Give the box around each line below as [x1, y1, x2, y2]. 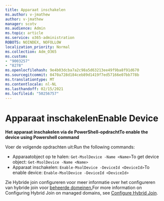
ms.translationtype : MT [5, 77, 55, 82]
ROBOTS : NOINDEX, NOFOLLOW [5, 40, 61, 45]
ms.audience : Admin [5, 26, 46, 31]
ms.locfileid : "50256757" [5, 91, 59, 96]
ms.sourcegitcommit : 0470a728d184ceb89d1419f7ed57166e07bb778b [5, 72, 140, 77]
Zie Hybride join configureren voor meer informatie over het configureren [5, 179, 156, 185]
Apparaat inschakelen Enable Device [5, 112, 159, 124]
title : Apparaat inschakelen [5, 7, 66, 12]
